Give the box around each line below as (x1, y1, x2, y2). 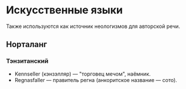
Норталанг (6, 40, 47, 49)
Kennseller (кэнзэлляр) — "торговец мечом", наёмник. (14, 70, 151, 77)
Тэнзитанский (6, 57, 49, 65)
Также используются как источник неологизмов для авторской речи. (6, 23, 180, 30)
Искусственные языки (6, 3, 123, 17)
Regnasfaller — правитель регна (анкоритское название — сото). (14, 76, 177, 83)
